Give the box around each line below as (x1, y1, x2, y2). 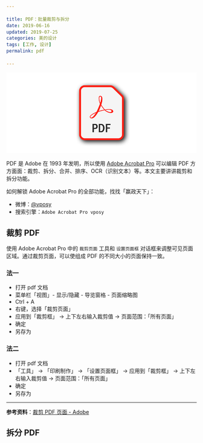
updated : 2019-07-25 (6, 29, 59, 35)
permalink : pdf (6, 48, 45, 54)
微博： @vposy (14, 201, 52, 208)
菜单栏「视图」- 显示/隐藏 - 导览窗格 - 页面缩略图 (14, 291, 138, 299)
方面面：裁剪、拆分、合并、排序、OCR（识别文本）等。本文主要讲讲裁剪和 (6, 167, 192, 175)
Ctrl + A (14, 298, 35, 305)
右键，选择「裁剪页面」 (14, 305, 74, 312)
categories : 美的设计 (6, 35, 57, 42)
